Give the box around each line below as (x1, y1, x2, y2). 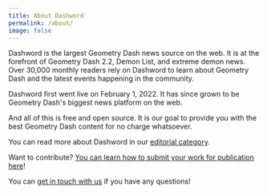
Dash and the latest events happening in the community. (8, 73, 195, 84)
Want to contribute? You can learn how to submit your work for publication (8, 152, 254, 162)
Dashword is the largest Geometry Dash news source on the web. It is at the (8, 49, 260, 58)
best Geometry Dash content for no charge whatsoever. (8, 121, 192, 132)
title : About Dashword (8, 11, 84, 20)
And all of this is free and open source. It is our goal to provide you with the (8, 113, 257, 123)
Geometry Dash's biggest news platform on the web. (8, 97, 183, 108)
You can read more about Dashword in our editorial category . (8, 137, 210, 147)
